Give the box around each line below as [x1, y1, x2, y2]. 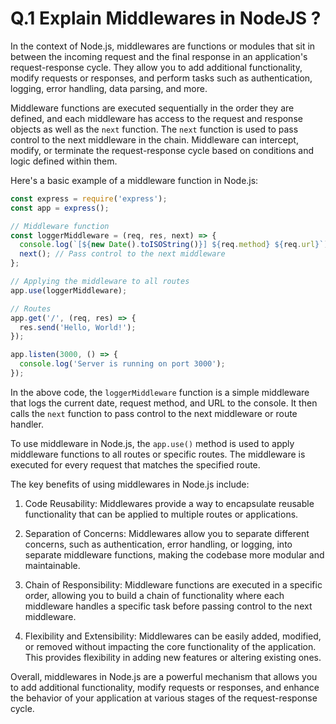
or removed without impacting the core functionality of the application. [24, 640, 317, 652]
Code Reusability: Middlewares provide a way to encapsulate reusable [24, 497, 315, 509]
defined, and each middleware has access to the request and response [10, 112, 303, 124]
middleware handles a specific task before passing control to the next [24, 600, 313, 612]
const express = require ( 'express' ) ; [10, 193, 168, 204]
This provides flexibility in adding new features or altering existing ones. [24, 651, 322, 663]
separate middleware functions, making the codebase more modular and [24, 548, 325, 561]
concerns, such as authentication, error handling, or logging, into [24, 538, 293, 550]
